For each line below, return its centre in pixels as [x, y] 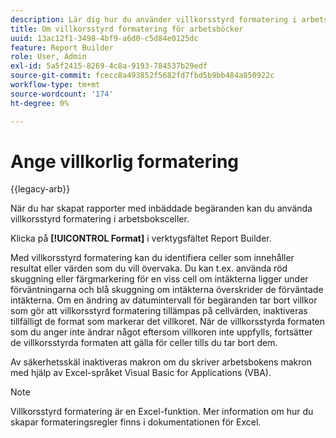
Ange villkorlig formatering [125, 161]
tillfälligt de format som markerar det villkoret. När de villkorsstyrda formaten [168, 322]
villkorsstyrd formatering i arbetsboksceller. [100, 219]
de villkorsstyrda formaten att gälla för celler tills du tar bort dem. [144, 343]
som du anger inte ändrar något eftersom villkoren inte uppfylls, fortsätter [161, 332]
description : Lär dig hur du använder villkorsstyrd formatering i [154, 19]
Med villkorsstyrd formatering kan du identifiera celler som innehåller [152, 258]
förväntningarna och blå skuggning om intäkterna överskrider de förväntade [167, 290]
